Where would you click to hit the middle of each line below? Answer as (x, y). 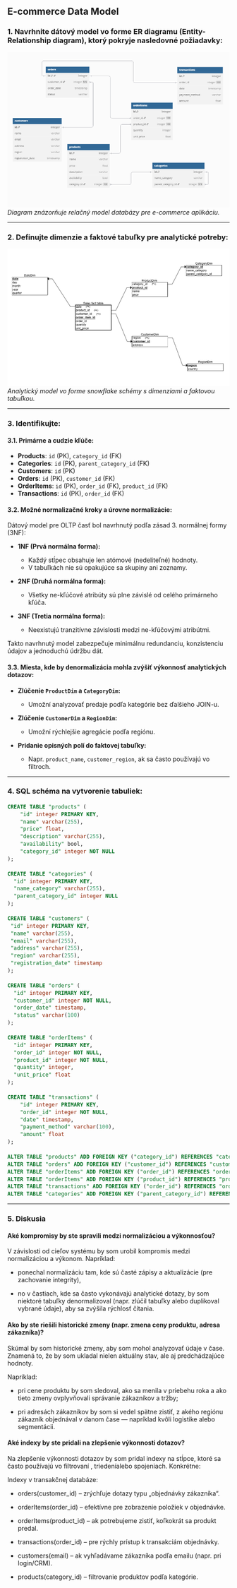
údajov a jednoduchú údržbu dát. (55, 651)
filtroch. (39, 766)
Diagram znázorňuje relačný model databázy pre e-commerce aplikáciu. (114, 212)
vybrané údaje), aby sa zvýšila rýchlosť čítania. (86, 1308)
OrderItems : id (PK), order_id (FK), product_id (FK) (93, 486)
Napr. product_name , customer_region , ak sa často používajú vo (119, 759)
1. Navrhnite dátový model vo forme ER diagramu (92, 32)
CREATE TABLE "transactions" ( (53, 1097)
